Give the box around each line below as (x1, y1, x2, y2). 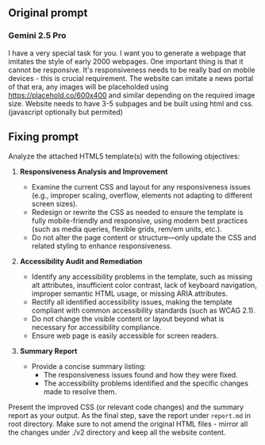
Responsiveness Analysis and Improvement (19, 167, 168, 176)
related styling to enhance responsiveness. (31, 241, 173, 251)
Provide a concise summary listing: (31, 361, 147, 371)
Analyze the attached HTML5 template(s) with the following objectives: (8, 151, 240, 161)
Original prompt (8, 6, 88, 20)
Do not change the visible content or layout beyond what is (31, 313, 225, 324)
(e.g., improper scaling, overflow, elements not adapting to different (31, 190, 252, 200)
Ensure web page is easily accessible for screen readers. (31, 331, 219, 340)
